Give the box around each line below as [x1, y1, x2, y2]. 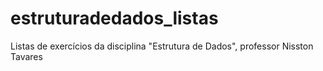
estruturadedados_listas [10, 7, 219, 30]
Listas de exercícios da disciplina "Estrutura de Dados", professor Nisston [10, 40, 314, 52]
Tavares [10, 50, 43, 62]
